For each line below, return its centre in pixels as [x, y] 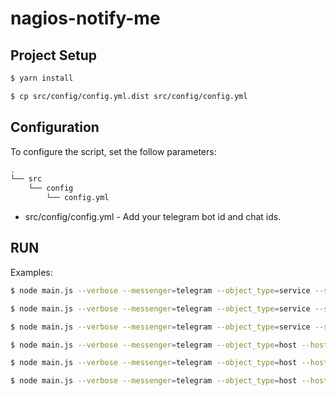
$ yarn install [42, 78]
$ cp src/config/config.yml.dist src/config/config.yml [129, 96]
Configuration [55, 127]
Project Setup [54, 55]
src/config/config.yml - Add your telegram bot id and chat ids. [153, 217]
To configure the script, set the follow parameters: [113, 151]
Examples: [31, 272]
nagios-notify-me [85, 18]
